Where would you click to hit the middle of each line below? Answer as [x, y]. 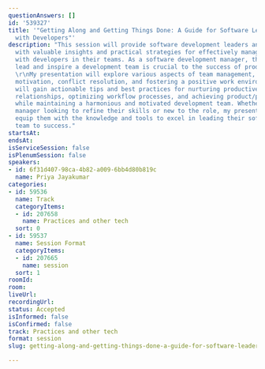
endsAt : [21, 140]
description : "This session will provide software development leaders [128, 45]
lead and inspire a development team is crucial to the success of [129, 67]
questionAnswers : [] [42, 15]
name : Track [35, 199]
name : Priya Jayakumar [52, 177]
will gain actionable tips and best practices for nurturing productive [137, 89]
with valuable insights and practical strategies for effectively [127, 52]
